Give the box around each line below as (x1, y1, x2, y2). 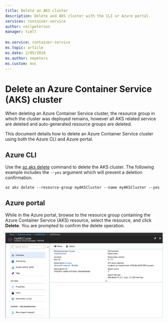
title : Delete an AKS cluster (5, 8, 68, 13)
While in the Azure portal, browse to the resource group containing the (5, 212, 151, 218)
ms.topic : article (5, 45, 43, 50)
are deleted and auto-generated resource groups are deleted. (5, 121, 132, 127)
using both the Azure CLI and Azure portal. (5, 136, 93, 142)
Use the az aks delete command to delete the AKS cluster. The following (5, 164, 154, 170)
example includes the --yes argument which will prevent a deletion (5, 170, 142, 176)
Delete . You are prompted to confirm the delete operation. (5, 222, 125, 228)
